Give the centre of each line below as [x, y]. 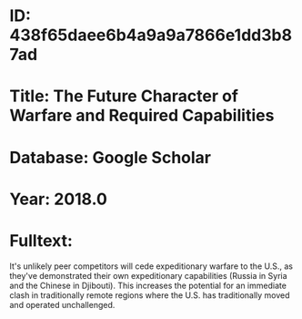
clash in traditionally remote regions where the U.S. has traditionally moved [150, 295]
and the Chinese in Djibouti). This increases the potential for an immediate [148, 285]
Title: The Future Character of [124, 96]
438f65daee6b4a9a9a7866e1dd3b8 [151, 35]
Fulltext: [41, 240]
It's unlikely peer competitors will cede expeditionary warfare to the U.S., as [151, 266]
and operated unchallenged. [62, 304]
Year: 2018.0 [58, 199]
